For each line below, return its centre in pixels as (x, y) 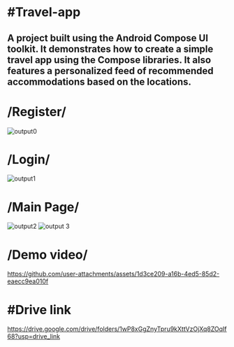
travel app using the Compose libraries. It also (109, 60)
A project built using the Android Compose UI (108, 38)
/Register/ (37, 112)
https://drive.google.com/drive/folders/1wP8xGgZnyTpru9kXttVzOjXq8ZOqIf (117, 329)
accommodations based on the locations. (100, 82)
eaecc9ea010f (28, 281)
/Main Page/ (43, 207)
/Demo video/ (47, 254)
